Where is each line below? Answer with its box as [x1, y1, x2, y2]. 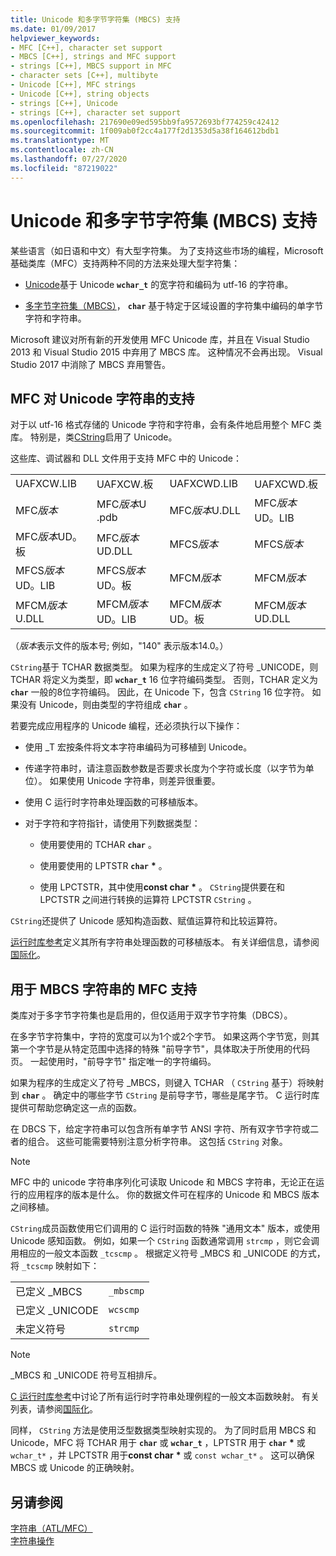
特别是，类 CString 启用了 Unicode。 [29, 431, 178, 443]
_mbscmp [108, 1286, 145, 1297]
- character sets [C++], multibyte [10, 71, 159, 81]
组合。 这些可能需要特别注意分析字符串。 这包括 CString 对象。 [27, 1136, 288, 1148]
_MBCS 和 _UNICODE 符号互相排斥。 [10, 1369, 163, 1381]
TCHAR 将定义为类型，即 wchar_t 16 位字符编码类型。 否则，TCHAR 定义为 [10, 674, 318, 686]
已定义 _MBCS [15, 1285, 83, 1299]
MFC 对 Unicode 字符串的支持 [10, 390, 195, 407]
